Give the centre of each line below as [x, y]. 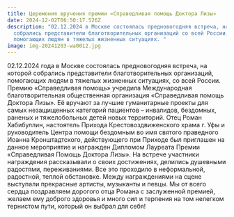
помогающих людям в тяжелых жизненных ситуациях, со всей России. [114, 80]
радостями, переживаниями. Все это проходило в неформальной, [106, 169]
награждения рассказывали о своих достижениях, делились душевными [117, 162]
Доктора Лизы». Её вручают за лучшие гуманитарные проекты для [108, 103]
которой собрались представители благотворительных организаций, [110, 73]
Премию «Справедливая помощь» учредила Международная [100, 88]
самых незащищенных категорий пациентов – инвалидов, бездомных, [112, 110]
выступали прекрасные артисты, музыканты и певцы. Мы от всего [107, 184]
